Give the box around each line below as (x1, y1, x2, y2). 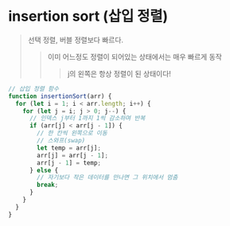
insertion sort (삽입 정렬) (8, 7, 169, 25)
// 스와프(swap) (37, 137, 86, 145)
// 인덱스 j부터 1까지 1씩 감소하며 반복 (29, 115, 146, 123)
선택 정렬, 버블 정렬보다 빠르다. (27, 35, 124, 45)
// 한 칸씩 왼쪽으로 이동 (37, 129, 107, 138)
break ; (37, 181, 59, 189)
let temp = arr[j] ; (37, 144, 102, 152)
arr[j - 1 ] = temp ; (37, 158, 102, 167)
